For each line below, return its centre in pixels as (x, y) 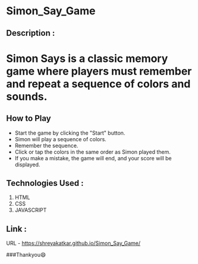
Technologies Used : (45, 183)
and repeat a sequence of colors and (98, 84)
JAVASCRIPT (31, 210)
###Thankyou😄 (26, 255)
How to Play (29, 118)
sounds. (27, 96)
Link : (16, 229)
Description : (31, 33)
